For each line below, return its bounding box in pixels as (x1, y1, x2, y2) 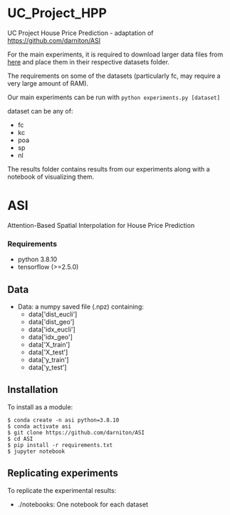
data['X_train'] (28, 340, 70, 349)
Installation (7, 384, 58, 396)
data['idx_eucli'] (28, 325, 76, 334)
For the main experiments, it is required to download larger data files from (7, 50, 224, 59)
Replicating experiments (7, 467, 119, 479)
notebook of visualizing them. (7, 172, 95, 181)
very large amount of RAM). (7, 79, 89, 87)
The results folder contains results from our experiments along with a (7, 164, 210, 173)
